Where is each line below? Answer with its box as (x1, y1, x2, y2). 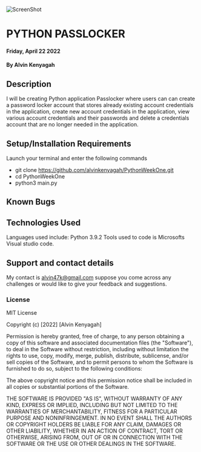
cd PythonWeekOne (15, 173, 65, 180)
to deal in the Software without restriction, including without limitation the (6, 346, 189, 353)
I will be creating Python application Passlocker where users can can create (6, 95, 196, 103)
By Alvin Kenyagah (6, 61, 56, 69)
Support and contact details (6, 258, 114, 268)
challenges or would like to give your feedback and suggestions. (6, 280, 167, 288)
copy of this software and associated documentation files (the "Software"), (6, 339, 194, 346)
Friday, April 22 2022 (6, 47, 61, 55)
